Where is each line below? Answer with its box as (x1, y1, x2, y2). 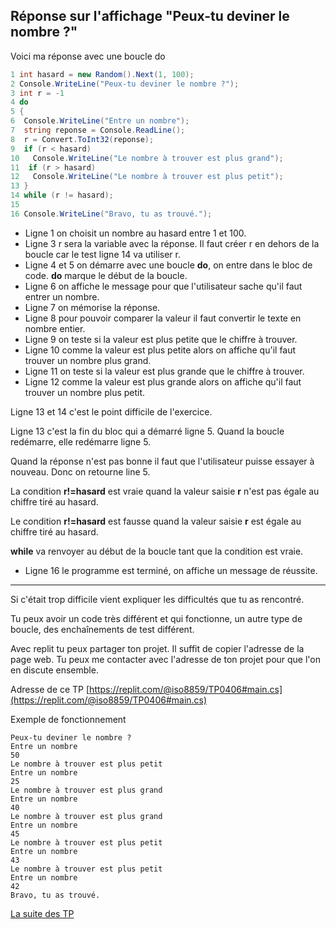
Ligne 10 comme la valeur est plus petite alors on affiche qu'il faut (24, 344, 297, 356)
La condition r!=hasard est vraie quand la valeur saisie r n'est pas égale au (10, 485, 320, 497)
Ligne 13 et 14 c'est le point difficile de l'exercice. (10, 405, 213, 418)
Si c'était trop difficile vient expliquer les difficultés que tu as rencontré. (10, 593, 305, 605)
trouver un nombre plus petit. (24, 386, 146, 398)
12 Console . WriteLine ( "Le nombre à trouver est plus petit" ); (10, 172, 284, 182)
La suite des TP (10, 907, 75, 919)
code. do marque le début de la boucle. (24, 269, 188, 281)
